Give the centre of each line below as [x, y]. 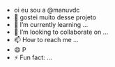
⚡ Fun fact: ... [33, 57]
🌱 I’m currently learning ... [51, 25]
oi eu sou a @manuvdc [47, 10]
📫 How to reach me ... [46, 40]
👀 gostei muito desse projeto [55, 17]
